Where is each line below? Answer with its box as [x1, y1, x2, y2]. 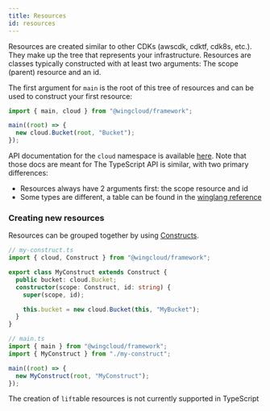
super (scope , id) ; [23, 291, 85, 299]
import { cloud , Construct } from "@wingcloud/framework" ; [8, 254, 211, 262]
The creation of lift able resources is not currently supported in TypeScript [8, 394, 260, 404]
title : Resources [8, 11, 67, 20]
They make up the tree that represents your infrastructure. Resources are [8, 50, 251, 60]
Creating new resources [8, 212, 105, 223]
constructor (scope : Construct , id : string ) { [15, 283, 172, 291]
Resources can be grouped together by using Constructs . [8, 230, 200, 240]
